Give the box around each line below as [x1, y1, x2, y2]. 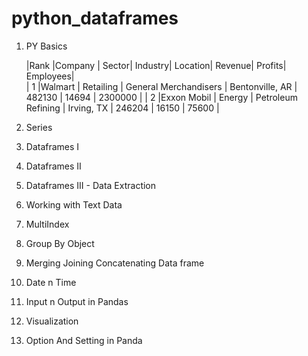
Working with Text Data [25, 198, 123, 211]
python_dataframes [11, 7, 179, 30]
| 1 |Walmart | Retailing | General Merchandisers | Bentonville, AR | [25, 80, 298, 92]
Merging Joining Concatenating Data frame [25, 257, 205, 269]
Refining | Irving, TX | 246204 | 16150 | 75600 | [25, 102, 220, 114]
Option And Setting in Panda [25, 334, 143, 346]
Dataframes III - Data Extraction [25, 179, 157, 191]
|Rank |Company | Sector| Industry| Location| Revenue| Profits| [25, 59, 287, 71]
